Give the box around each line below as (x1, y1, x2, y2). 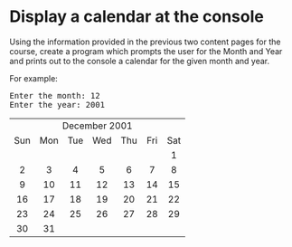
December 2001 (61, 119, 133, 132)
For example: (9, 72, 59, 83)
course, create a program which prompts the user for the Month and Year (9, 45, 283, 56)
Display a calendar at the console (9, 6, 264, 27)
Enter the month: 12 (9, 90, 101, 100)
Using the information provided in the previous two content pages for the (9, 36, 281, 47)
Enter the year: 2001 (9, 100, 106, 109)
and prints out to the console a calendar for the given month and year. (9, 55, 270, 66)
